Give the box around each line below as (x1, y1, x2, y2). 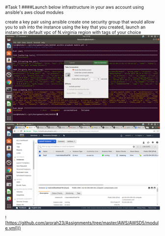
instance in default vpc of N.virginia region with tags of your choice (5, 29, 141, 35)
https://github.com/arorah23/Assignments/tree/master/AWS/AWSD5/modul (6, 220, 159, 226)
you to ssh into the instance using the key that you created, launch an (5, 24, 146, 30)
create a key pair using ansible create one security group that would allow (5, 19, 155, 25)
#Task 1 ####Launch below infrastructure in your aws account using (5, 4, 144, 10)
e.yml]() (5, 225, 21, 231)
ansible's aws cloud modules (5, 9, 64, 15)
